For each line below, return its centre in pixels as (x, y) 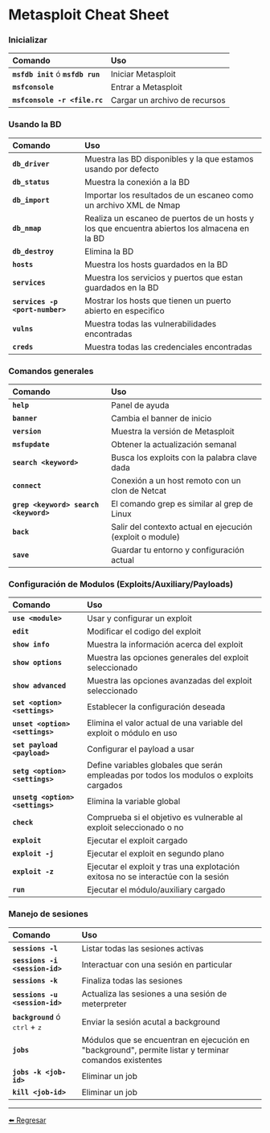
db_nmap (27, 228)
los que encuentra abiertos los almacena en (167, 228)
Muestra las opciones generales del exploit (168, 658)
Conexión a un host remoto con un (176, 481)
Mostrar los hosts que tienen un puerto (157, 301)
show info (31, 644)
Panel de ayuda (140, 405)
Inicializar (28, 40)
